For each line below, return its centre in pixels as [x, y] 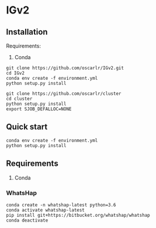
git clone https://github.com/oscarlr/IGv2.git [65, 68]
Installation [27, 32]
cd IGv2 [15, 73]
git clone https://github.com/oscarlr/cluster [64, 94]
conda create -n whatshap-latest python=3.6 [61, 205]
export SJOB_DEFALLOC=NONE [39, 109]
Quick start [27, 127]
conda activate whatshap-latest [45, 210]
